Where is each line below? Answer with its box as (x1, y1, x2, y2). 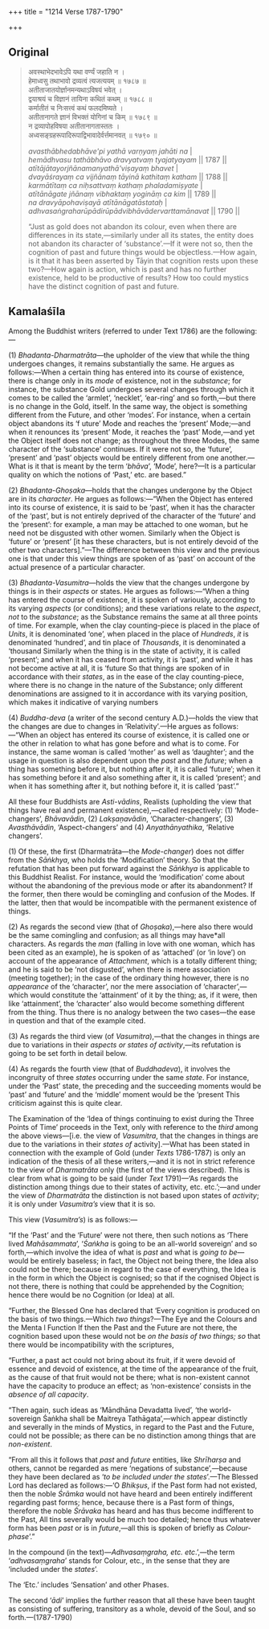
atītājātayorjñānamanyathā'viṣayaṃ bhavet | (27, 163, 179, 173)
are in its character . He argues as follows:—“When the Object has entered (8, 493, 254, 503)
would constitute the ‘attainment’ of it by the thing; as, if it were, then (30, 990, 258, 1000)
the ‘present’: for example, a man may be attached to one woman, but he (8, 519, 249, 529)
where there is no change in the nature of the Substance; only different (8, 680, 243, 690)
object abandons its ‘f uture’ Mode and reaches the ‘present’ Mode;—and (8, 418, 251, 428)
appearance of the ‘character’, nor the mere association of (8, 981, 202, 991)
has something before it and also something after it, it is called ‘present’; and (8, 772, 261, 782)
